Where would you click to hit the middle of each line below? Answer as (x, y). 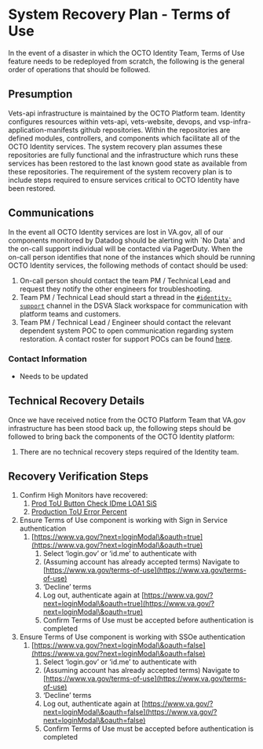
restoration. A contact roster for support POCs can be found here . (126, 338)
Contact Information (48, 359)
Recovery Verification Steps (79, 477)
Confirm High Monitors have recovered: (84, 495)
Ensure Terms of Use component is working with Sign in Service (123, 521)
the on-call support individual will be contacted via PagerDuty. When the (126, 248)
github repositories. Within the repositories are (155, 130)
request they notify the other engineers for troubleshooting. (116, 289)
